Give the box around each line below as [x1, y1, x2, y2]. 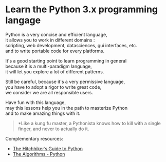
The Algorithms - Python [12, 151, 65, 157]
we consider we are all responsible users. [5, 89, 94, 95]
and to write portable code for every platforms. [5, 48, 105, 54]
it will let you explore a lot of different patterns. [5, 68, 104, 75]
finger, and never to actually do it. [17, 126, 89, 132]
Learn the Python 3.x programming [5, 4, 158, 15]
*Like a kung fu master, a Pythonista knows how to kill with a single [17, 120, 161, 126]
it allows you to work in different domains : [5, 37, 95, 43]
